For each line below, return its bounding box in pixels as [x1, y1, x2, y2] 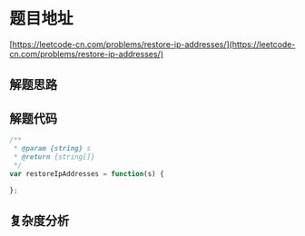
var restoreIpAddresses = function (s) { [9, 169, 165, 178]
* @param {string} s [13, 144, 92, 153]
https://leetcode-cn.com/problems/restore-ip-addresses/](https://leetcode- [12, 38, 296, 50]
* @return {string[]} [13, 152, 95, 162]
